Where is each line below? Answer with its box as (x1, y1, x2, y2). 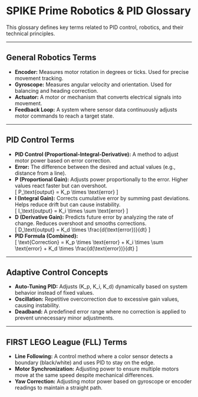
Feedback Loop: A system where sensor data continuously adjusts (14, 106, 178, 113)
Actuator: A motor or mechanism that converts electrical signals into (14, 93, 181, 100)
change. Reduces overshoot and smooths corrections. (14, 220, 147, 227)
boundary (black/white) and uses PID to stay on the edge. (14, 359, 155, 366)
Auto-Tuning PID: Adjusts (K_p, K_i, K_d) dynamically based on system (14, 283, 187, 290)
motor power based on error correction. (14, 157, 112, 164)
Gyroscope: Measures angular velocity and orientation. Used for (14, 81, 172, 88)
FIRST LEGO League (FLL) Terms (6, 337, 128, 347)
